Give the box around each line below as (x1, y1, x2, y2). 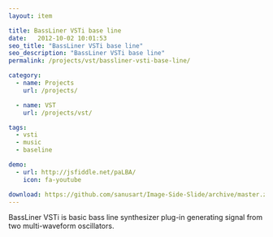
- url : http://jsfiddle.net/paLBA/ (15, 168, 136, 176)
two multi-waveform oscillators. (8, 221, 115, 231)
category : (8, 71, 42, 80)
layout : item (8, 11, 53, 20)
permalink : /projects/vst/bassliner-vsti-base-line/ (8, 57, 191, 65)
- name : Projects (15, 79, 75, 87)
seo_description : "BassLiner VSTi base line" (8, 50, 165, 58)
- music (15, 139, 42, 147)
